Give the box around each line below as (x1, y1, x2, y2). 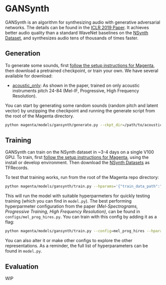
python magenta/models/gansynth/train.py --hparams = (5, 184, 116, 189)
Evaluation (5, 262, 39, 271)
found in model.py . (5, 248, 42, 254)
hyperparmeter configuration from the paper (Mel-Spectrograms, (5, 203, 138, 210)
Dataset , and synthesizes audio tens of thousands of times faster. (5, 35, 139, 41)
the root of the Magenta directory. (5, 113, 74, 119)
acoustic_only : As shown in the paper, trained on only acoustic (12, 82, 140, 88)
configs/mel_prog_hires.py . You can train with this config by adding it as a (5, 214, 157, 220)
